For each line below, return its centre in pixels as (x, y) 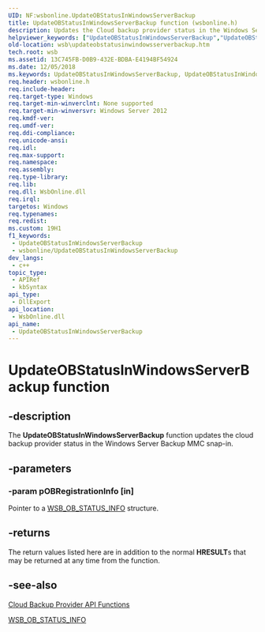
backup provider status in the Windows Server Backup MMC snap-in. (121, 444)
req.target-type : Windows (50, 96)
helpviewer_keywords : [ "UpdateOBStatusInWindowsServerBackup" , (114, 38)
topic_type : (28, 273)
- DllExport (31, 302)
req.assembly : (32, 170)
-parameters (40, 468)
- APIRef (26, 280)
